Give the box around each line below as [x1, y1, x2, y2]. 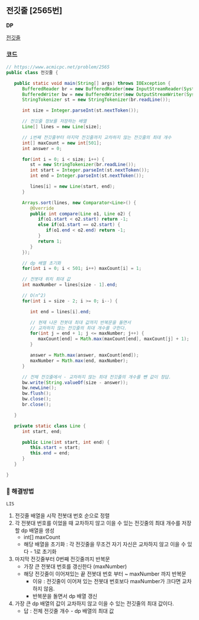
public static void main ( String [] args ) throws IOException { [14, 80, 171, 86]
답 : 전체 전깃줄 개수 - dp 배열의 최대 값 [23, 608, 114, 615]
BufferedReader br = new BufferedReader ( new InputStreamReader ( [21, 85, 184, 92]
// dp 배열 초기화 [21, 260, 61, 266]
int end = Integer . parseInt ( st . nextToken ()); [30, 173, 145, 179]
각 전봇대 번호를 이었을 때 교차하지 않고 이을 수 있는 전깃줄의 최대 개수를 [14, 520, 181, 527]
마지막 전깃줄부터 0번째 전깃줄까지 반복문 [14, 555, 111, 562]
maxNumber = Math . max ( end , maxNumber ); [30, 358, 129, 364]
